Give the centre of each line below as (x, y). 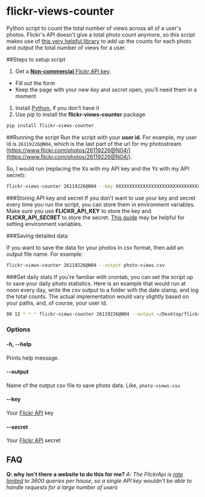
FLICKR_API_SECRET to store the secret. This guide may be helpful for (95, 217)
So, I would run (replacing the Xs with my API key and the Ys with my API (98, 169)
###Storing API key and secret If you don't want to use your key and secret (101, 198)
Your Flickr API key (30, 413)
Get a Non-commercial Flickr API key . (63, 71)
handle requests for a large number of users (62, 487)
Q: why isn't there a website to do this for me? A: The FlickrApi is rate (95, 474)
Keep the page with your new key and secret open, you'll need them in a (106, 89)
